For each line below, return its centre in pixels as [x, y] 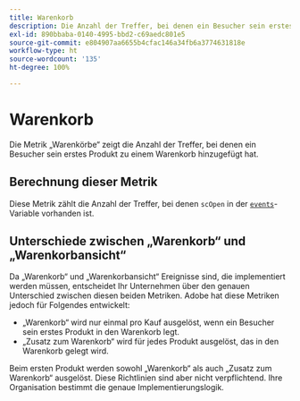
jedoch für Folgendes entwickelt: [70, 305]
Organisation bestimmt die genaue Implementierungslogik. [117, 388]
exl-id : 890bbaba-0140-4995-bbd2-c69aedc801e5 [97, 34]
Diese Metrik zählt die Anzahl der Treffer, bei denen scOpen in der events [142, 203]
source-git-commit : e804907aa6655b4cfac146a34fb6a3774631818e [127, 43]
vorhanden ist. [68, 213]
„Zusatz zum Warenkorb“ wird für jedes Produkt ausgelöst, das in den [150, 342]
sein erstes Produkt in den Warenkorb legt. [101, 332]
